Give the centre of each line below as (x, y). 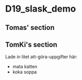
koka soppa (24, 72)
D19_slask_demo (41, 9)
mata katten (25, 67)
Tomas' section (30, 28)
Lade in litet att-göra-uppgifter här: (42, 57)
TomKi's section (31, 44)
